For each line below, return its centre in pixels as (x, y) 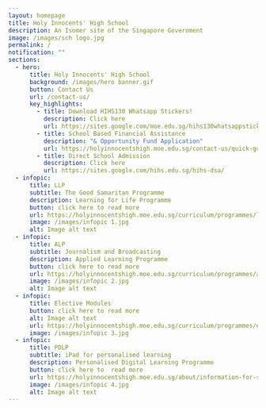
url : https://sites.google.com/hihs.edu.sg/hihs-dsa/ (134, 171)
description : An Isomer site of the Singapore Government (106, 30)
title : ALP (47, 244)
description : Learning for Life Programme (100, 200)
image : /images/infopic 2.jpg (79, 281)
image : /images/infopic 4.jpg (79, 385)
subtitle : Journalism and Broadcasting (95, 252)
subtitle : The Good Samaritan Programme (97, 192)
